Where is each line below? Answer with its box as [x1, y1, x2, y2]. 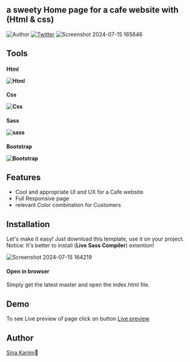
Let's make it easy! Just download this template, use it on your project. [6, 235, 185, 243]
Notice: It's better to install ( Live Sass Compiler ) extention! [6, 242, 155, 249]
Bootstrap [6, 143, 32, 150]
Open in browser [6, 267, 50, 275]
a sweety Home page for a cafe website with [6, 5, 179, 15]
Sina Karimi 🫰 [6, 349, 38, 357]
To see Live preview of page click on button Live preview [6, 315, 150, 322]
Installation [6, 219, 50, 230]
